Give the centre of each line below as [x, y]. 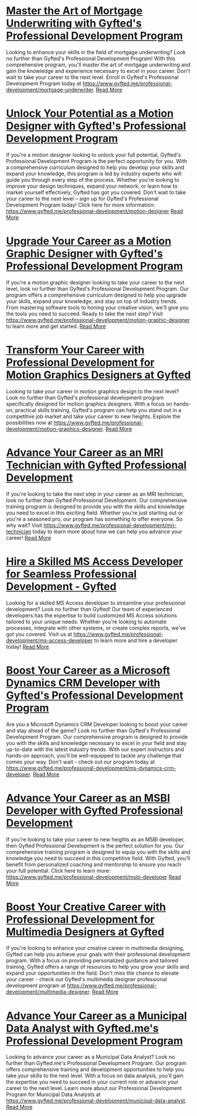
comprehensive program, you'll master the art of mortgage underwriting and [98, 64]
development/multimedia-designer [48, 992]
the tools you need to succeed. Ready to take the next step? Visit [84, 314]
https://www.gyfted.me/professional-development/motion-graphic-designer [98, 320]
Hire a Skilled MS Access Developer [95, 561]
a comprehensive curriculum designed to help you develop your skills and [95, 167]
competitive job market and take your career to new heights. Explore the [93, 416]
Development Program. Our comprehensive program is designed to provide [97, 736]
